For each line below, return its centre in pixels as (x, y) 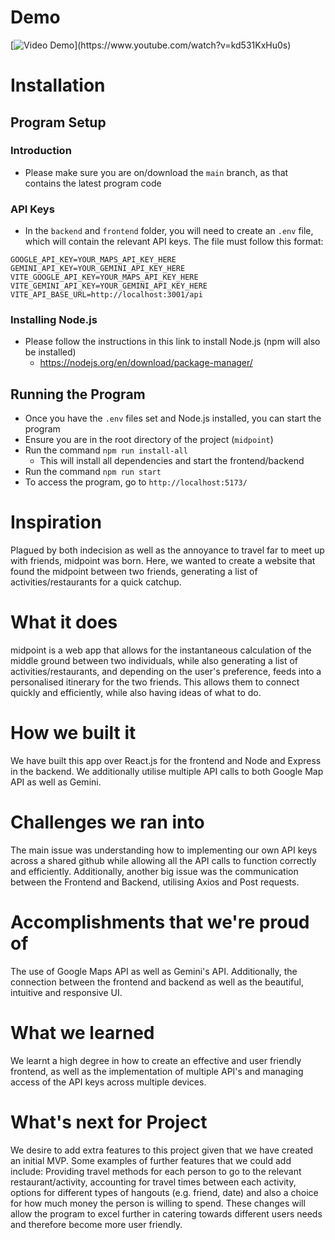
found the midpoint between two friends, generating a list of (134, 572)
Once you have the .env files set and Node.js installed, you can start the (173, 418)
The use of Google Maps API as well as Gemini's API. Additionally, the (154, 971)
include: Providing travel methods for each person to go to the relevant (156, 1171)
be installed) (50, 352)
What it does (64, 622)
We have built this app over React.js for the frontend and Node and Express (166, 761)
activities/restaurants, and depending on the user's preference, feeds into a (166, 672)
